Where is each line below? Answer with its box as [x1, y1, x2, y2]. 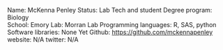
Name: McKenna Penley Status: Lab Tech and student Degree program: [7, 6, 213, 14]
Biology [7, 13, 29, 22]
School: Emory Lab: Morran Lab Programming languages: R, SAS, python [7, 21, 217, 28]
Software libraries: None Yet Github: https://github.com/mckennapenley [7, 28, 213, 36]
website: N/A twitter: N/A [7, 35, 79, 44]
